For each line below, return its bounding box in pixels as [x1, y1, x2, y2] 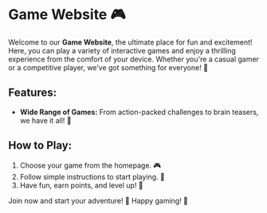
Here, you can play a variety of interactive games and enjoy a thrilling [8, 45, 237, 55]
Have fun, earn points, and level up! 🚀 [19, 180, 143, 190]
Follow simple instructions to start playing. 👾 [19, 172, 166, 181]
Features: [8, 86, 57, 100]
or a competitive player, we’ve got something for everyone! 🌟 [8, 62, 209, 72]
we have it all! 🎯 [19, 116, 72, 125]
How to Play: [8, 139, 73, 152]
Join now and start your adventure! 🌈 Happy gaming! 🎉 [8, 195, 189, 205]
